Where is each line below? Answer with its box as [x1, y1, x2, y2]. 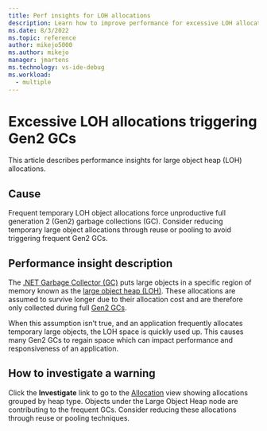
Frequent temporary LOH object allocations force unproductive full [8, 208, 226, 218]
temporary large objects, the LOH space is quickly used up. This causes [8, 327, 244, 336]
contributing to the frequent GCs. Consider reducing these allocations [8, 405, 237, 414]
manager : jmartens [8, 56, 69, 64]
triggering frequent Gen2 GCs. [8, 234, 108, 243]
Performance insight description [8, 256, 173, 270]
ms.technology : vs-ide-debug [8, 64, 105, 72]
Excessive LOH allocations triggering [8, 112, 257, 130]
